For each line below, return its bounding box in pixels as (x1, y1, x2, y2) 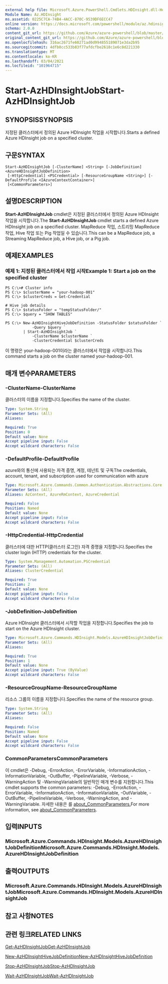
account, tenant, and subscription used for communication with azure (5, 473, 148, 479)
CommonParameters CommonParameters (5, 755, 108, 762)
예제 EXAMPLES (5, 251, 54, 260)
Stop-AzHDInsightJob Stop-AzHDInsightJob (5, 963, 95, 969)
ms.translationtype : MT (5, 49, 55, 54)
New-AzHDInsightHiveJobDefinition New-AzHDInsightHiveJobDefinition (5, 953, 153, 959)
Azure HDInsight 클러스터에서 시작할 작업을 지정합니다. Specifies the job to (5, 620, 153, 626)
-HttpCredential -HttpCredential (5, 532, 83, 539)
